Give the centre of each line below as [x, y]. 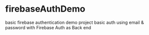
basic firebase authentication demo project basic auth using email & [74, 22]
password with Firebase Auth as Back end [48, 27]
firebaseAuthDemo [45, 9]
